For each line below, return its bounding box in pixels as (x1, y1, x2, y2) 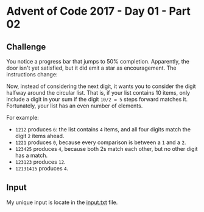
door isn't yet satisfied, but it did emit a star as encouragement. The (6, 64, 177, 71)
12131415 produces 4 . (15, 165, 69, 172)
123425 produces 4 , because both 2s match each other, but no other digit (15, 145, 198, 152)
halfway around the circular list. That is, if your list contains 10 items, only (6, 89, 191, 96)
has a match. (15, 152, 47, 159)
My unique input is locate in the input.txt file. (6, 199, 118, 206)
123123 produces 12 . (15, 158, 66, 166)
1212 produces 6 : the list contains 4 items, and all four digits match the (15, 126, 191, 133)
